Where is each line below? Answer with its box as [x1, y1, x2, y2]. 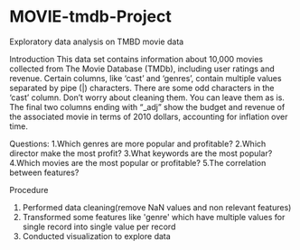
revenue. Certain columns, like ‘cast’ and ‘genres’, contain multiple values [9, 72, 282, 83]
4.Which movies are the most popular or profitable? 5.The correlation [9, 157, 267, 168]
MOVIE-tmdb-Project [9, 6, 172, 27]
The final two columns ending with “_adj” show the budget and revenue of [9, 101, 286, 112]
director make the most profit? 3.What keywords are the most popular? [9, 147, 273, 159]
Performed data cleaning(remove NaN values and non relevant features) [22, 201, 292, 213]
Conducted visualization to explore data [22, 230, 172, 241]
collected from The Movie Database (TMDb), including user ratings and [9, 63, 275, 74]
